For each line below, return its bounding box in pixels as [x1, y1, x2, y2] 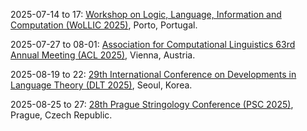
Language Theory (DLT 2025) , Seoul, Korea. [10, 79, 193, 91]
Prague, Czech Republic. [10, 109, 113, 121]
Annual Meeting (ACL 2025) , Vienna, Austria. [10, 49, 196, 61]
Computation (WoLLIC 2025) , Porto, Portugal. [10, 19, 198, 31]
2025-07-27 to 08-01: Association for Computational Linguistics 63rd [10, 39, 296, 50]
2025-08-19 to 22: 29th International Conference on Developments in [10, 69, 297, 80]
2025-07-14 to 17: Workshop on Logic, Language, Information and [10, 9, 282, 20]
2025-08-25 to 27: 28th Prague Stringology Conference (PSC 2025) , [10, 99, 294, 110]
